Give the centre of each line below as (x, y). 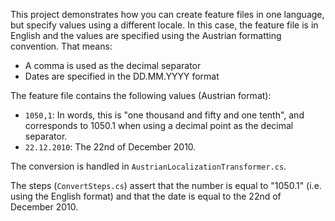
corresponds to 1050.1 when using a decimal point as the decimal (159, 125)
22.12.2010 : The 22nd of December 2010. (110, 147)
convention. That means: (61, 46)
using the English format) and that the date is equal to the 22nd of (146, 196)
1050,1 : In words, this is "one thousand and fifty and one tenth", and (164, 115)
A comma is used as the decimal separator (113, 65)
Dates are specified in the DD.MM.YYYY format (122, 76)
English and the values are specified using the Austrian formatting (146, 35)
